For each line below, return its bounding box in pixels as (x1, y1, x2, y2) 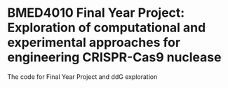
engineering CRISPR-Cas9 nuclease (7, 50, 222, 66)
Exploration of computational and (7, 20, 206, 36)
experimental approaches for (7, 35, 181, 50)
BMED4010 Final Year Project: (7, 5, 185, 21)
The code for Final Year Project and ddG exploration (7, 72, 158, 81)
